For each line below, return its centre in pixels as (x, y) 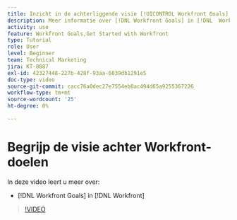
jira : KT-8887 (28, 66)
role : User (23, 47)
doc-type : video (31, 80)
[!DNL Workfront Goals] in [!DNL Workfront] (81, 195)
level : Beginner (31, 54)
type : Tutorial (30, 40)
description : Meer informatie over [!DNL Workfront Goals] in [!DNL (110, 21)
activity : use (28, 27)
